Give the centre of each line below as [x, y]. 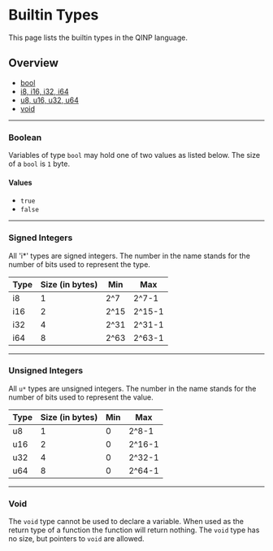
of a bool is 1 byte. [39, 164]
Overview [34, 63]
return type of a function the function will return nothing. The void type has [134, 530]
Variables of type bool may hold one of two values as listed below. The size [134, 155]
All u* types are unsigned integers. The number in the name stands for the [132, 388]
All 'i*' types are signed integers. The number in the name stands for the [129, 256]
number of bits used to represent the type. [79, 264]
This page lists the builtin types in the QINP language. [98, 37]
